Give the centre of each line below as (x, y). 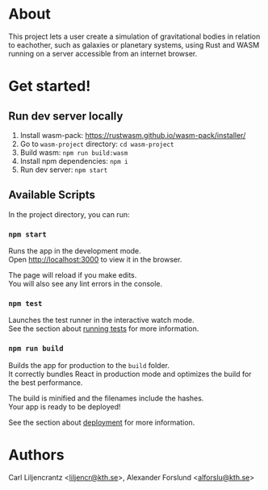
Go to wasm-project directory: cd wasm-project (97, 144)
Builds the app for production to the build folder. (89, 365)
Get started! (50, 86)
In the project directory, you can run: (69, 214)
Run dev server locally (66, 116)
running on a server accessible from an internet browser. (103, 53)
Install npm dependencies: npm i (74, 161)
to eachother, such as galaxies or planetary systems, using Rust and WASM (134, 44)
